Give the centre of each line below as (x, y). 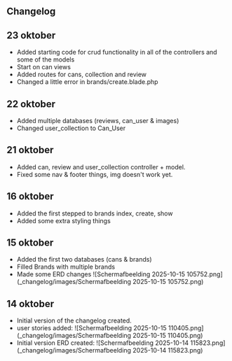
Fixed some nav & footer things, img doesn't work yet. (95, 174)
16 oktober (30, 196)
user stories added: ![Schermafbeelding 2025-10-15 (92, 328)
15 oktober (30, 243)
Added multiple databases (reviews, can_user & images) (98, 121)
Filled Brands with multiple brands (66, 267)
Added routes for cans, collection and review (82, 75)
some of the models (46, 59)
